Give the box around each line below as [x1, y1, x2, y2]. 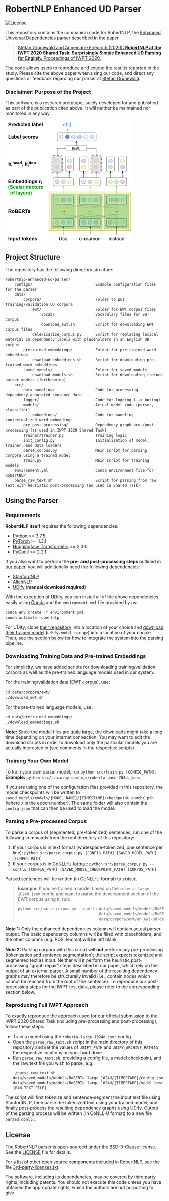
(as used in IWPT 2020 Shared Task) [30, 427, 107, 433]
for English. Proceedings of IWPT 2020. [17, 55, 101, 61]
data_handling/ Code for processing [23, 387, 138, 392]
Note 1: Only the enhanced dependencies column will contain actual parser [5, 926, 161, 932]
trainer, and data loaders [5, 443, 62, 448]
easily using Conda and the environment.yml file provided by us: [5, 599, 138, 606]
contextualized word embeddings [5, 417, 73, 422]
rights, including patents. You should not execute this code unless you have [5, 1179, 162, 1185]
